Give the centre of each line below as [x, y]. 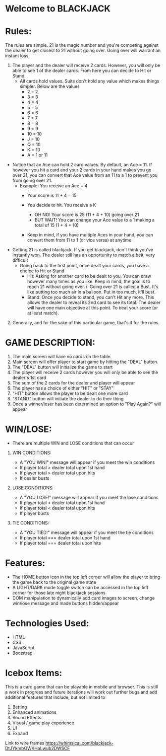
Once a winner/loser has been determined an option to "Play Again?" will [86, 404]
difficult [20, 260]
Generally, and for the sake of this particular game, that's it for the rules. [86, 323]
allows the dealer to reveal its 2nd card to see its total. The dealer [94, 302]
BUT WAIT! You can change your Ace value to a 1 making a [95, 220]
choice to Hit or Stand [42, 271]
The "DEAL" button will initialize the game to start [62, 367]
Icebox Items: [34, 673]
